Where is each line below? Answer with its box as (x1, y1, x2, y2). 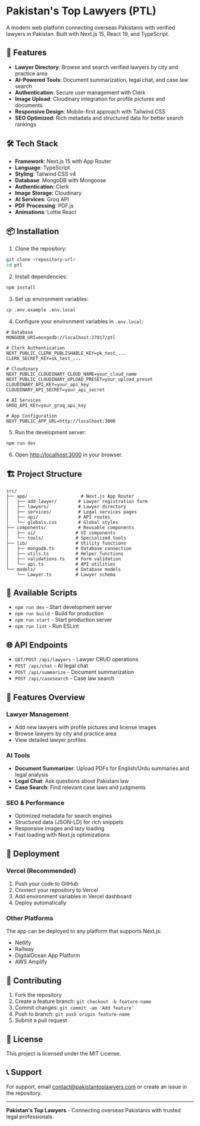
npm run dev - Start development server (14, 603, 112, 610)
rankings (14, 121, 37, 128)
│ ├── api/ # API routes (6, 514, 111, 520)
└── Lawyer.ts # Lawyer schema (17, 572, 116, 578)
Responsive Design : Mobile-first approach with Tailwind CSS (14, 108, 165, 115)
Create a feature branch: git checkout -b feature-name (14, 998, 152, 1005)
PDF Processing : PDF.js (14, 202, 74, 209)
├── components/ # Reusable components (6, 524, 135, 530)
